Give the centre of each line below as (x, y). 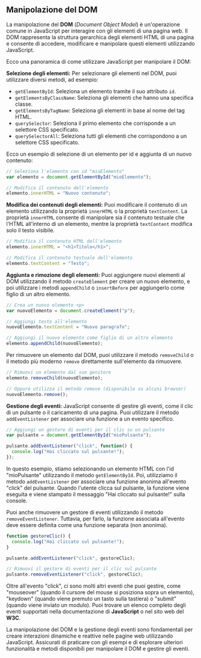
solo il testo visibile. (31, 230)
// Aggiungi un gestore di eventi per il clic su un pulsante (85, 430)
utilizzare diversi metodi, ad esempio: (52, 79)
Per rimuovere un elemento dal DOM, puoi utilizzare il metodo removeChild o (100, 355)
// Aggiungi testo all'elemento (46, 321)
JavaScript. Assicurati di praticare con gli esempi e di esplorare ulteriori (94, 642)
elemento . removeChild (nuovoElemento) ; (55, 378)
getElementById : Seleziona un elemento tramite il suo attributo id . (95, 91)
